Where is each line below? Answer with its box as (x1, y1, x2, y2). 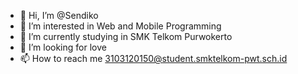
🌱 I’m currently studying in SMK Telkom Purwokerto (19, 31, 233, 42)
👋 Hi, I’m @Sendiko (19, 10, 99, 21)
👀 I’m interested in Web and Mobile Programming (19, 20, 222, 32)
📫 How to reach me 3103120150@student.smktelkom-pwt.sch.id (19, 53, 288, 64)
